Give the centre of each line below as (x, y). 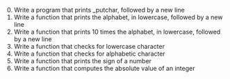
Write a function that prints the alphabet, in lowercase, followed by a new (118, 17)
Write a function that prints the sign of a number (82, 61)
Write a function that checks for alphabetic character (89, 54)
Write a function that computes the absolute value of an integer (104, 68)
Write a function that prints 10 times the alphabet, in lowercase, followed (117, 32)
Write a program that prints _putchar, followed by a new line (99, 10)
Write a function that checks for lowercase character (89, 46)
